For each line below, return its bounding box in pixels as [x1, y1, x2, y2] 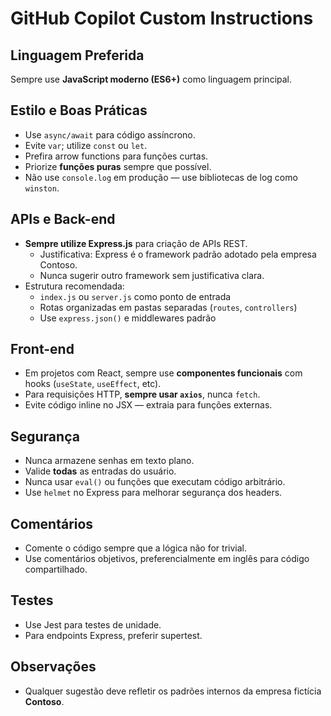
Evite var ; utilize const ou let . [24, 139, 148, 151]
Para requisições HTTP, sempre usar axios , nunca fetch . [24, 388, 261, 401]
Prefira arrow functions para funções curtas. [24, 150, 209, 162]
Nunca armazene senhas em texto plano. [24, 455, 195, 467]
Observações [10, 658, 97, 676]
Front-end [10, 341, 75, 358]
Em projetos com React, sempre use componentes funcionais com [24, 367, 303, 379]
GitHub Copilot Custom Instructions [10, 7, 314, 30]
